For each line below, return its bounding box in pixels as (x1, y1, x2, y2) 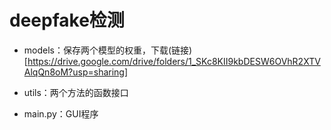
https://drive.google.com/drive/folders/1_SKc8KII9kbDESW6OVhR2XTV (27, 55, 321, 67)
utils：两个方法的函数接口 (23, 86, 129, 98)
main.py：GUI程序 (23, 107, 99, 120)
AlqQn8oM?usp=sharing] (23, 66, 129, 78)
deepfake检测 (9, 9, 125, 32)
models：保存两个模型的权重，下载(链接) (23, 44, 193, 56)
